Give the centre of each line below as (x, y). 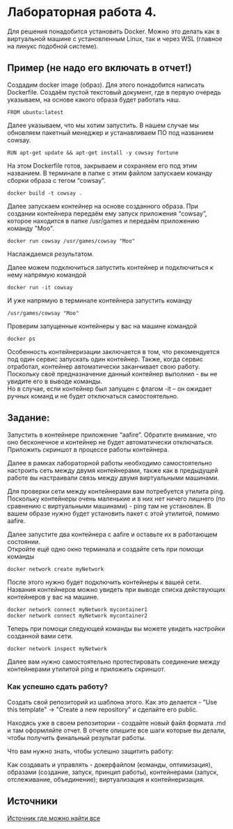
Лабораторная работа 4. (82, 12)
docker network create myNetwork (56, 569)
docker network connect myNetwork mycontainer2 (78, 615)
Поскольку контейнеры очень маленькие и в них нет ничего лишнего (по (116, 499)
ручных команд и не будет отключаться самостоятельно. (93, 396)
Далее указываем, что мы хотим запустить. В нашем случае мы (103, 125)
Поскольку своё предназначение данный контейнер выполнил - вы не (112, 373)
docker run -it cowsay (40, 287)
